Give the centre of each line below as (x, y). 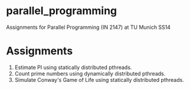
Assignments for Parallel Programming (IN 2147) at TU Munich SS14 (89, 27)
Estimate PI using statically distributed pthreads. (73, 67)
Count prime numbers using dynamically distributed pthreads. (90, 73)
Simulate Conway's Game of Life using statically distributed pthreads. (99, 80)
